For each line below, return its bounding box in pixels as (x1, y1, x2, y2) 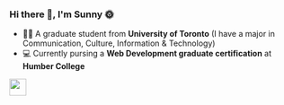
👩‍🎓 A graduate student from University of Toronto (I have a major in (22, 29, 276, 39)
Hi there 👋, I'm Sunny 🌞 (9, 8, 114, 21)
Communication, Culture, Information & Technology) (22, 38, 216, 48)
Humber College (22, 61, 85, 72)
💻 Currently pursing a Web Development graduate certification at (22, 48, 272, 59)
